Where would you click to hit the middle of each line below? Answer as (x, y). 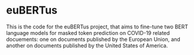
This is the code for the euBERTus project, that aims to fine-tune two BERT (97, 27)
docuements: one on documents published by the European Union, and (93, 39)
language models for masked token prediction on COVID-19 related (88, 33)
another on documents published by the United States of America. (87, 46)
